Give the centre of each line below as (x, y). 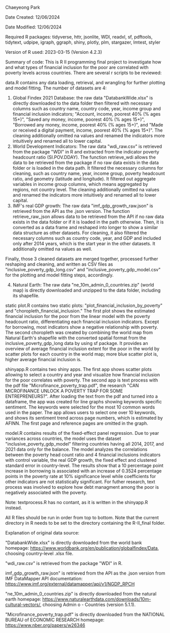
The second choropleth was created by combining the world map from (79, 333)
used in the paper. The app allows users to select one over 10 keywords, (81, 413)
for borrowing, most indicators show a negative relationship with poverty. (82, 327)
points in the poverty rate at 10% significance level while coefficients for (81, 476)
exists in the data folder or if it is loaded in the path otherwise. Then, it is (88, 222)
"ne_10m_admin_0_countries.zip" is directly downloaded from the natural (81, 594)
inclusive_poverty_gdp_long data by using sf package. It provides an (77, 343)
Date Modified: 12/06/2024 (33, 27)
